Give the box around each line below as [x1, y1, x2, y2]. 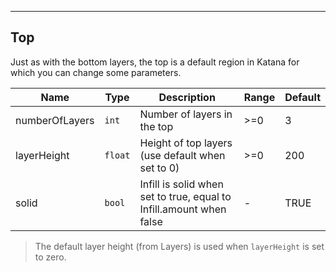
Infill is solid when [139, 177, 224, 191]
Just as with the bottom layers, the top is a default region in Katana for [10, 56, 300, 68]
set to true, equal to [139, 189, 232, 203]
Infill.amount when [139, 202, 227, 216]
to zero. [34, 251, 67, 263]
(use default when [139, 148, 226, 162]
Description [158, 90, 216, 104]
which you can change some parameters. [10, 66, 182, 78]
